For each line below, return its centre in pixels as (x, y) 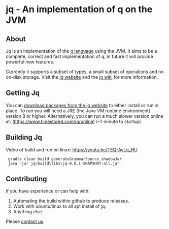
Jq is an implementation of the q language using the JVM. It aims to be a (81, 51)
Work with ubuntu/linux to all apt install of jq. (59, 206)
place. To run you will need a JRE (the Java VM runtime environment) (78, 111)
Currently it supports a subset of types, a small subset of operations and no (85, 72)
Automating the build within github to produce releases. (71, 201)
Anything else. (28, 212)
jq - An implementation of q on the (79, 9)
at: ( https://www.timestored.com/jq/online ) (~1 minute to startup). (74, 121)
